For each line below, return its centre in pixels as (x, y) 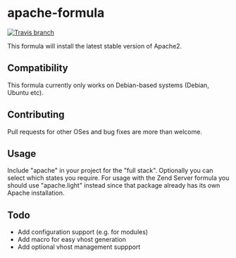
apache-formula (56, 13)
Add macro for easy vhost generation (72, 240)
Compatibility (38, 68)
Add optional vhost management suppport (79, 247)
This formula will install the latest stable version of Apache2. (95, 46)
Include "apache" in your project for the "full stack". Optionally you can (110, 171)
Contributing (36, 115)
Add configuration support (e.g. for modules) (83, 232)
